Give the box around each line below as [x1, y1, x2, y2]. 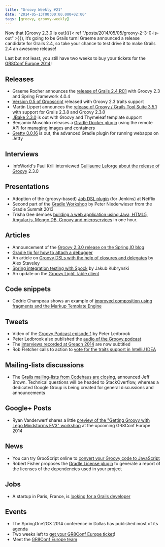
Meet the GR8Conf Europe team [12, 537, 78, 543]
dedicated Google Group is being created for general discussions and [12, 385, 154, 391]
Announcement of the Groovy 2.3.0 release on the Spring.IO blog [12, 244, 144, 250]
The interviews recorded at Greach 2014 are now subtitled [12, 341, 131, 347]
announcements [12, 390, 45, 396]
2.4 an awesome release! [5, 46, 57, 52]
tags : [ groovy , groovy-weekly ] [5, 16, 69, 21]
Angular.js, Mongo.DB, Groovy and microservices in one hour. [12, 216, 138, 223]
